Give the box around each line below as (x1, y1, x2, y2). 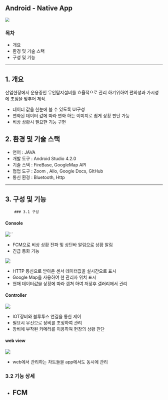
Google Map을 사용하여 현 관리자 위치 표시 (12, 274, 96, 280)
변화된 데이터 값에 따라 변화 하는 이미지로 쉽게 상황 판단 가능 (12, 112, 130, 118)
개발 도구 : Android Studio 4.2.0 (12, 155, 76, 161)
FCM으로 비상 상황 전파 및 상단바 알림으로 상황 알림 (12, 242, 113, 248)
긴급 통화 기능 (12, 248, 39, 254)
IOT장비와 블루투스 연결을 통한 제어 (12, 313, 81, 319)
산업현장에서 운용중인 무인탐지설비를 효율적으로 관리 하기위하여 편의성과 (5, 89, 146, 95)
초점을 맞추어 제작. (10, 95, 46, 102)
